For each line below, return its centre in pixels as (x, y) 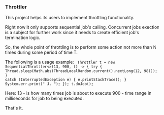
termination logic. (23, 38)
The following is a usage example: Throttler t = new (60, 62)
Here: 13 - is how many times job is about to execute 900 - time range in (78, 93)
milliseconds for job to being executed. (45, 98)
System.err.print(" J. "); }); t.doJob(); (49, 84)
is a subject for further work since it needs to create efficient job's (72, 33)
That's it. (14, 108)
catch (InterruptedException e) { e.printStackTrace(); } (66, 80)
